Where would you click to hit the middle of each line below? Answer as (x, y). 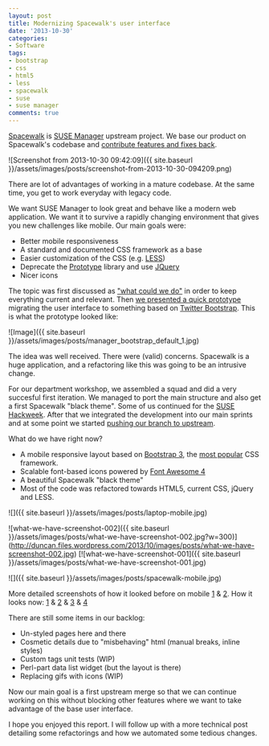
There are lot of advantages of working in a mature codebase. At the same (132, 184)
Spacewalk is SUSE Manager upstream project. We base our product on (127, 136)
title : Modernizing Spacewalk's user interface (90, 23)
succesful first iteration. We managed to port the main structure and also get (135, 398)
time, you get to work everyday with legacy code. (90, 193)
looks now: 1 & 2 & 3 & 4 (48, 602)
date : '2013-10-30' (41, 31)
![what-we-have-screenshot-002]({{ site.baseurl (89, 528)
